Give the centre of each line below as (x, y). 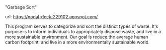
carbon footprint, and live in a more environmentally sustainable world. (78, 42)
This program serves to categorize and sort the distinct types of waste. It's (82, 26)
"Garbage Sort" (21, 7)
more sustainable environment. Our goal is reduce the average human (77, 37)
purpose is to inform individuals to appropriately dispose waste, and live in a (83, 31)
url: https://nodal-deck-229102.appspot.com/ (51, 17)
